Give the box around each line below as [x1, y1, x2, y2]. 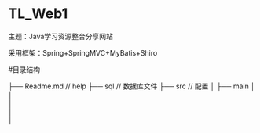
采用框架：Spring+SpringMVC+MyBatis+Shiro [8, 48, 158, 57]
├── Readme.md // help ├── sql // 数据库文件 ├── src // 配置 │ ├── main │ [8, 81, 255, 91]
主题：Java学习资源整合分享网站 [8, 31, 114, 41]
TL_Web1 [8, 5, 68, 23]
